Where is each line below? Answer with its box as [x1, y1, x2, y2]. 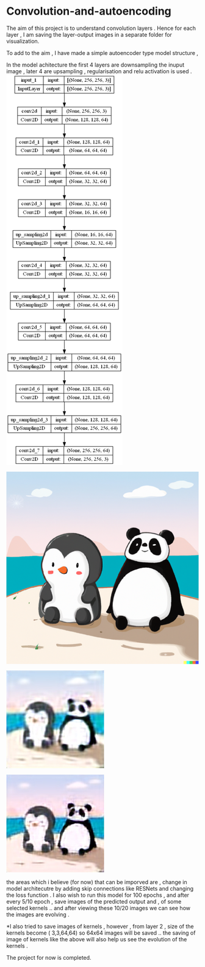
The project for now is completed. [6, 954, 92, 961]
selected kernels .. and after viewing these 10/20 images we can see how [6, 904, 191, 911]
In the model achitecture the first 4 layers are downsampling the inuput [6, 61, 185, 68]
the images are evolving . [6, 911, 70, 918]
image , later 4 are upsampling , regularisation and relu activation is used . [6, 67, 192, 74]
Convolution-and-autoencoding [6, 4, 172, 18]
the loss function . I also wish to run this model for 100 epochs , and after [6, 891, 190, 899]
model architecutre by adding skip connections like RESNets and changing [6, 885, 194, 892]
